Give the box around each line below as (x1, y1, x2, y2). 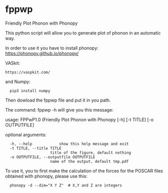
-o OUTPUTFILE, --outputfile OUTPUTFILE (10, 154, 95, 159)
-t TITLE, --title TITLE (10, 146, 62, 151)
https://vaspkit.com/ (5, 69, 51, 75)
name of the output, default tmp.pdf (50, 159, 129, 164)
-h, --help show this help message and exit (10, 141, 129, 146)
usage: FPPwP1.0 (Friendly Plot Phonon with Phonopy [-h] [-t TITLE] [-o (5, 117, 154, 123)
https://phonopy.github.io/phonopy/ (5, 50, 79, 56)
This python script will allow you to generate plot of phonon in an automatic (5, 30, 161, 36)
